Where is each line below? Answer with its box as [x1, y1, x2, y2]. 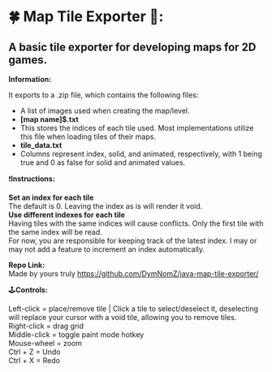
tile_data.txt [19, 141, 63, 149]
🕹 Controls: [8, 285, 49, 295]
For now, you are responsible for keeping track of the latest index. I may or [8, 236, 257, 245]
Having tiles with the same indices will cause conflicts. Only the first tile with [8, 218, 264, 228]
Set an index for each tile [8, 192, 94, 202]
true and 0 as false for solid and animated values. [19, 158, 186, 167]
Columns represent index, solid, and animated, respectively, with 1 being [19, 149, 262, 158]
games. [8, 53, 47, 67]
